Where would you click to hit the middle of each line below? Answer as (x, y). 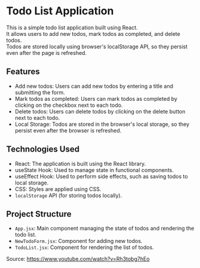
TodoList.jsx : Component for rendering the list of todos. (84, 247)
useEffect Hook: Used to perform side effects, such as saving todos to (101, 176)
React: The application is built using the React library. (80, 164)
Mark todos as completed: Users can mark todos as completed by (96, 98)
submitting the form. (40, 92)
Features (23, 72)
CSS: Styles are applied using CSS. (58, 189)
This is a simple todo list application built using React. (72, 27)
